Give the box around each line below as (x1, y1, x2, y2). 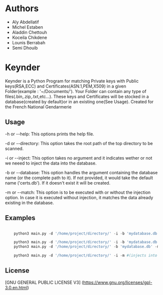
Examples (5, 214, 35, 222)
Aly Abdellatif (12, 19, 39, 25)
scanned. (5, 146, 24, 151)
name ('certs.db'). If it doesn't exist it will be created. (5, 180, 111, 185)
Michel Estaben (12, 24, 43, 30)
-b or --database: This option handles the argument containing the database (5, 169, 158, 175)
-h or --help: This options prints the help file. (5, 131, 95, 137)
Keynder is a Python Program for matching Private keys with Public (5, 78, 139, 84)
